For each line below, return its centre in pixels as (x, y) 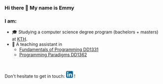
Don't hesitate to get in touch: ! (40, 76)
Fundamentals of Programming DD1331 (59, 50)
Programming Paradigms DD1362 (53, 55)
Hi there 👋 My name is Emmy (40, 8)
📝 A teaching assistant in (37, 44)
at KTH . (20, 39)
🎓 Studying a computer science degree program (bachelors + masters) (85, 32)
